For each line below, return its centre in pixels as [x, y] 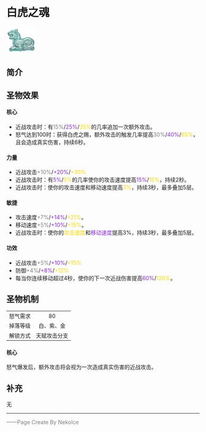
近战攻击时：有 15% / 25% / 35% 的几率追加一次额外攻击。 [85, 127]
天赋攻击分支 [52, 335]
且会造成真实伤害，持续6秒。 [52, 142]
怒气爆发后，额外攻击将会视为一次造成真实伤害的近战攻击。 [82, 367]
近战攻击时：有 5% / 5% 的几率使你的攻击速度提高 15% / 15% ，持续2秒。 [102, 180]
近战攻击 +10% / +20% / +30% [51, 172]
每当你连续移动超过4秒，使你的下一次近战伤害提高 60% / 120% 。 [95, 278]
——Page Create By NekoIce [43, 422]
